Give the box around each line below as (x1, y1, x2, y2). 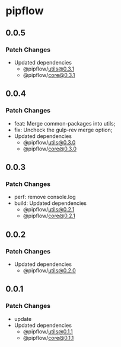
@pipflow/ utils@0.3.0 (23, 139, 76, 146)
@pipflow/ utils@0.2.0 (23, 266, 76, 274)
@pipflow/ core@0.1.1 (23, 334, 74, 341)
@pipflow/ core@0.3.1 (23, 71, 75, 78)
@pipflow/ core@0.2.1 (23, 212, 75, 220)
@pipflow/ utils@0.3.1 (23, 65, 75, 72)
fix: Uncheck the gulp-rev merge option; (14, 126, 113, 133)
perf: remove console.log (14, 194, 76, 201)
